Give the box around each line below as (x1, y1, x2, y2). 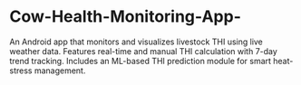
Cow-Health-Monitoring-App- (9, 6, 242, 27)
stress (9, 65, 33, 76)
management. (34, 65, 86, 76)
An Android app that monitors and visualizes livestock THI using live (9, 36, 263, 47)
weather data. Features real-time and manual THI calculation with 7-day (9, 45, 278, 56)
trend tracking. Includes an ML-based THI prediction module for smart (9, 55, 272, 66)
